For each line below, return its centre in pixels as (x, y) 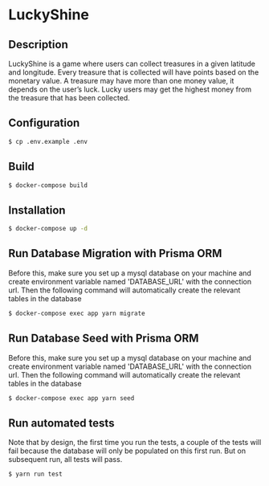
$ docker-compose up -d (48, 229)
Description (38, 45)
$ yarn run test (35, 474)
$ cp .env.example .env (48, 141)
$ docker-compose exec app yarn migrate (77, 313)
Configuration (44, 123)
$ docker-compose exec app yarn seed (71, 398)
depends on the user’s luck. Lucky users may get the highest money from (130, 89)
